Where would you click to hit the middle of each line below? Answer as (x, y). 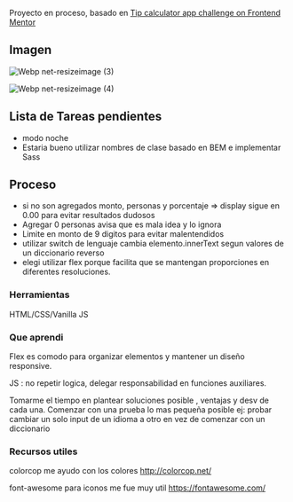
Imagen (31, 50)
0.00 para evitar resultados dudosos (88, 216)
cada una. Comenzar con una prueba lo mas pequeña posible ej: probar (141, 410)
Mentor (23, 22)
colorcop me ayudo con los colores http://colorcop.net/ (111, 471)
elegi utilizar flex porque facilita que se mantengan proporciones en (146, 263)
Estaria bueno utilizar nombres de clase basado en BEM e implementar (151, 147)
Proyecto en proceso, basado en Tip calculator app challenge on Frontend (145, 13)
